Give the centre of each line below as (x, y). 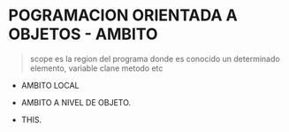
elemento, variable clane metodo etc (96, 68)
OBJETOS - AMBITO (83, 34)
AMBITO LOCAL (50, 85)
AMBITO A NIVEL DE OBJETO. (76, 102)
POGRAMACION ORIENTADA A (123, 16)
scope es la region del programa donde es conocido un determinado (155, 58)
